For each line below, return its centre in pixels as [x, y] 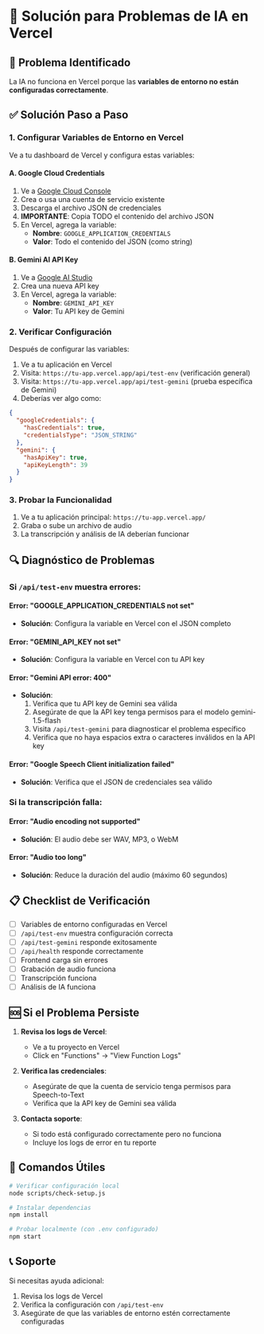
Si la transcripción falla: [56, 803]
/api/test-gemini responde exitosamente [89, 942]
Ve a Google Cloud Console [66, 191]
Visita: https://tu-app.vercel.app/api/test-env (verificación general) [136, 373]
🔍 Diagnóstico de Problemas [82, 560]
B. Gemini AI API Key [44, 260]
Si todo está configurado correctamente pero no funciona [127, 1134]
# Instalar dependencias [50, 1208]
